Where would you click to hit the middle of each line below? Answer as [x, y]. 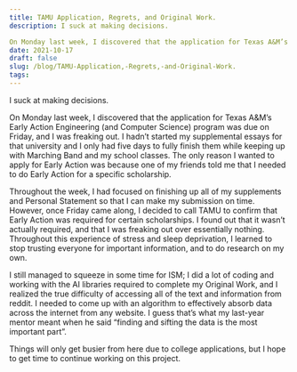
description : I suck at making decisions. [89, 26]
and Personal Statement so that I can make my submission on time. [132, 200]
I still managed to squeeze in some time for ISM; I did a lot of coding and [141, 275]
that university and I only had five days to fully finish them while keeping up [148, 146]
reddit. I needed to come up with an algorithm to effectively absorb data [141, 303]
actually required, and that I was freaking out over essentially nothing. [137, 229]
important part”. [38, 331]
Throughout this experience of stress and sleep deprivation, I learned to [141, 239]
